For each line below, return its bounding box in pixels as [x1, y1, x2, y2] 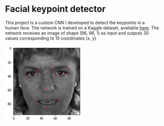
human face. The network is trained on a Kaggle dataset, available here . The [5, 25, 159, 30]
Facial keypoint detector [5, 3, 106, 15]
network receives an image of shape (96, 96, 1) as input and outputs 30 [5, 30, 149, 36]
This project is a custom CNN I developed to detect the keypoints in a [5, 20, 145, 25]
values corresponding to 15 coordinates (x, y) [5, 35, 96, 41]
